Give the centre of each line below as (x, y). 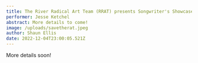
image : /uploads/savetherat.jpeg (47, 28)
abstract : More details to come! (47, 22)
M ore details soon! (29, 55)
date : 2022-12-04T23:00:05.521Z (46, 38)
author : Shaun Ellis (32, 33)
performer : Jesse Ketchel (38, 17)
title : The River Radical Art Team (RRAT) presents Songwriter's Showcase (100, 11)
